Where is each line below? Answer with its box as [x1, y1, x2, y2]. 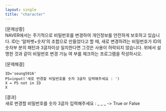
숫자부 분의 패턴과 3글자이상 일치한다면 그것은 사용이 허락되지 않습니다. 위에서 [5, 44, 156, 50]
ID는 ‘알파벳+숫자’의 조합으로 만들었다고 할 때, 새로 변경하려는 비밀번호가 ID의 [11, 38, 162, 44]
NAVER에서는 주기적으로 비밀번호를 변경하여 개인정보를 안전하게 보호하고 [5, 32, 147, 38]
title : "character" [5, 12, 46, 17]
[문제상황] [5, 26, 25, 32]
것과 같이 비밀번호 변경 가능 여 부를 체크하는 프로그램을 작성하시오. [14, 50, 143, 57]
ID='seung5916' [5, 71, 37, 76]
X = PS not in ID [5, 80, 41, 85]
